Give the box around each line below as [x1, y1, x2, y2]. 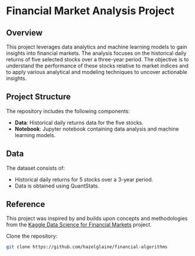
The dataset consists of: [6, 164, 65, 171]
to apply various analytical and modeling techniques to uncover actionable [6, 69, 187, 75]
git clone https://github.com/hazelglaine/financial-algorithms [6, 244, 168, 250]
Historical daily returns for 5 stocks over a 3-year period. [14, 176, 154, 183]
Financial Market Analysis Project [6, 4, 174, 18]
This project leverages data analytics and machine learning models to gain [6, 43, 187, 50]
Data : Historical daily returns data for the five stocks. [14, 119, 144, 126]
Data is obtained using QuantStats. [14, 182, 99, 189]
